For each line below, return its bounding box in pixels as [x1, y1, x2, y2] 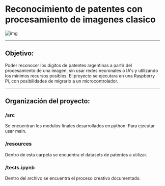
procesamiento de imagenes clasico [5, 14, 156, 25]
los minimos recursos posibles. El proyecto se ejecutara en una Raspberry [5, 73, 155, 78]
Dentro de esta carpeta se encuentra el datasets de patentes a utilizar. [5, 151, 147, 157]
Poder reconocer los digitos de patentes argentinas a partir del [5, 62, 132, 68]
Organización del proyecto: [5, 97, 90, 106]
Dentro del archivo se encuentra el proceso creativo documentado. [5, 175, 141, 181]
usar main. [5, 128, 27, 134]
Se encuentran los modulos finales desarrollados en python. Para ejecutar [5, 123, 155, 129]
